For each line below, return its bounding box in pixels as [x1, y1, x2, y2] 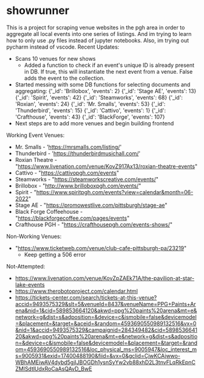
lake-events [15, 281, 45, 288]
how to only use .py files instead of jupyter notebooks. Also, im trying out [6, 37, 189, 44]
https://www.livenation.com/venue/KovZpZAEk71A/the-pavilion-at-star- [15, 275, 195, 282]
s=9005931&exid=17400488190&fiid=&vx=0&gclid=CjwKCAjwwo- [15, 352, 181, 359]
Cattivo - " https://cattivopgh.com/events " [15, 169, 120, 177]
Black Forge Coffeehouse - [15, 208, 83, 215]
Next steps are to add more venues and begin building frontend [15, 119, 174, 127]
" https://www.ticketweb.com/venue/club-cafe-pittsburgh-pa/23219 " [15, 244, 187, 251]
